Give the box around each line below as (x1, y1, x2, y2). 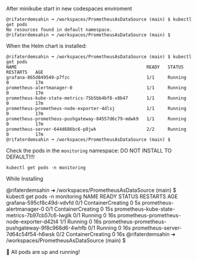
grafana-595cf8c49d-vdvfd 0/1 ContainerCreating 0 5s (6, 199, 141, 206)
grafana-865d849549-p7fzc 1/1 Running (6, 75, 186, 80)
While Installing (6, 175, 43, 182)
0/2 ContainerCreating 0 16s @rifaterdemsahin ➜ (56, 231, 176, 237)
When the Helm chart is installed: (6, 43, 87, 49)
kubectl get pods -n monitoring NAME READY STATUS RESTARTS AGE (6, 193, 178, 200)
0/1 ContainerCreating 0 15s (45, 205, 114, 212)
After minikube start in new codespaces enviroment (6, 5, 132, 12)
